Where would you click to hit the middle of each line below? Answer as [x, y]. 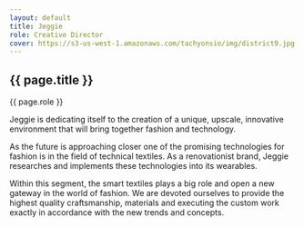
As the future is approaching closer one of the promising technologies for [147, 147]
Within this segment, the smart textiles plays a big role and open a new [142, 183]
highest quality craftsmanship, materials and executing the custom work [144, 203]
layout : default [40, 18]
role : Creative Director [56, 35]
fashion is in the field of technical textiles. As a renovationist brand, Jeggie [149, 156]
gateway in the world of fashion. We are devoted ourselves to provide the [147, 193]
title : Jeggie [36, 26]
